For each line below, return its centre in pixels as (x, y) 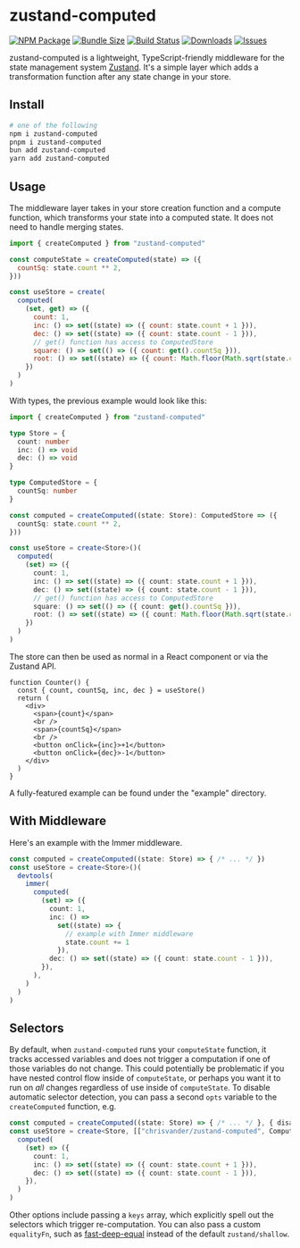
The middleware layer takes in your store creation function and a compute (145, 207)
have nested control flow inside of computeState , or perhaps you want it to (145, 1078)
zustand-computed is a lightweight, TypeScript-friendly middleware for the (147, 57)
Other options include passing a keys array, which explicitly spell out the (142, 1215)
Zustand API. (33, 666)
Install (27, 105)
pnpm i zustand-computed (55, 142)
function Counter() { (50, 682)
